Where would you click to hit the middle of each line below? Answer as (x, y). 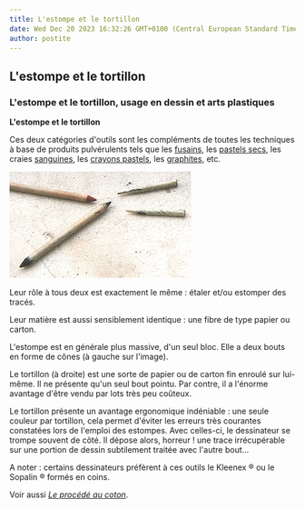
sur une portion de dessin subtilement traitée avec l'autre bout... (129, 450)
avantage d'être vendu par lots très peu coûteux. (101, 394)
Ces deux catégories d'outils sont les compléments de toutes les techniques (152, 140)
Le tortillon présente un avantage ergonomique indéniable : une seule (139, 411)
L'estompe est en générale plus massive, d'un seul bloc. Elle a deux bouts (148, 347)
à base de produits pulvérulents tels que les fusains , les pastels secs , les (145, 149)
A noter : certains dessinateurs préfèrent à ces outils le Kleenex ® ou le (142, 467)
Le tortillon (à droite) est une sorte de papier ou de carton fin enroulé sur (145, 374)
